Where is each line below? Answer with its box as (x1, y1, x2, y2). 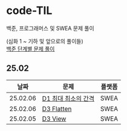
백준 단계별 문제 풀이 (6, 45, 55, 52)
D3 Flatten (42, 104, 72, 113)
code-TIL (6, 4, 53, 18)
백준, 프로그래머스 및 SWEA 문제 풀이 (6, 24, 95, 32)
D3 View (42, 114, 67, 122)
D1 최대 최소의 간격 (42, 94, 95, 102)
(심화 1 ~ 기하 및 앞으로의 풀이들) (6, 37, 83, 44)
